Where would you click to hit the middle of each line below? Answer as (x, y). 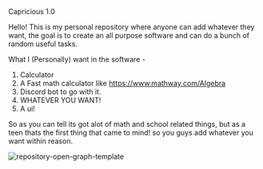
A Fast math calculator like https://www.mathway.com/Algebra (123, 83)
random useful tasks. (43, 44)
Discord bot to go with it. (60, 92)
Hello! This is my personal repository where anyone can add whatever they (131, 27)
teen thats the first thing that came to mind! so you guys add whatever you (131, 132)
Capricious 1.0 (32, 12)
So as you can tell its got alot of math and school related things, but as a (127, 124)
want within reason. (41, 141)
